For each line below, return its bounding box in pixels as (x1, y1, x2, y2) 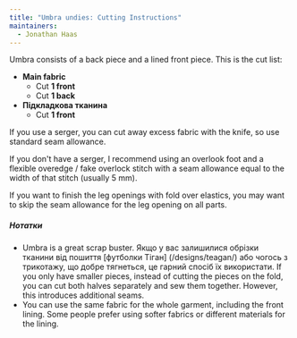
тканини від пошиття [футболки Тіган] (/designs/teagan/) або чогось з (21, 252, 288, 263)
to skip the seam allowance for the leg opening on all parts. (9, 199, 228, 210)
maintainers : (9, 21, 58, 30)
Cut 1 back (35, 90, 76, 101)
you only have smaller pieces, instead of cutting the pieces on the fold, (21, 271, 284, 282)
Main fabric (21, 72, 66, 82)
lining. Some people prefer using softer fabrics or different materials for (21, 309, 286, 320)
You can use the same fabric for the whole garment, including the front (21, 300, 284, 310)
